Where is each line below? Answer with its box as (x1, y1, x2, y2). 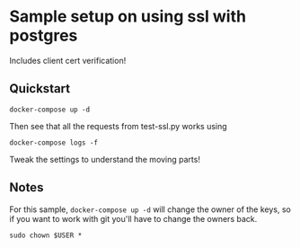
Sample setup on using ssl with (9, 6, 247, 27)
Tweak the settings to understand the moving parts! (9, 154, 200, 164)
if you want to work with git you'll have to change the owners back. (9, 213, 258, 224)
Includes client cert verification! (9, 55, 127, 66)
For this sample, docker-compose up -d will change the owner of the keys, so (9, 204, 292, 215)
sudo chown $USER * (9, 231, 83, 240)
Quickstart (9, 81, 71, 96)
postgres (9, 25, 78, 46)
